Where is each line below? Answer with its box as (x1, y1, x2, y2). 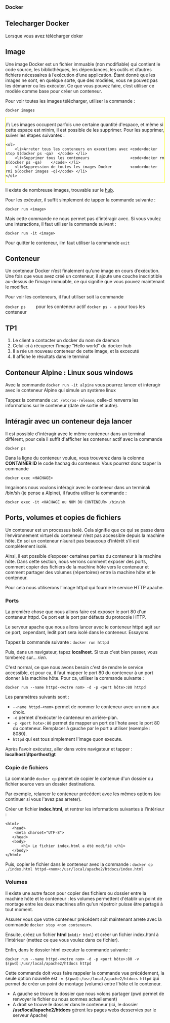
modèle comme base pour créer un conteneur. (5, 88, 102, 94)
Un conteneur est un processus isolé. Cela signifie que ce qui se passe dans (5, 527, 165, 533)
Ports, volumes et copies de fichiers (5, 514, 121, 522)
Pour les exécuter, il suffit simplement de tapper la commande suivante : (5, 197, 156, 203)
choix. (12, 709, 26, 715)
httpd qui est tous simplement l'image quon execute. (12, 736, 123, 742)
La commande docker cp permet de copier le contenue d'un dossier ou (5, 775, 153, 781)
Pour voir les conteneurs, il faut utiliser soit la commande (5, 294, 124, 300)
